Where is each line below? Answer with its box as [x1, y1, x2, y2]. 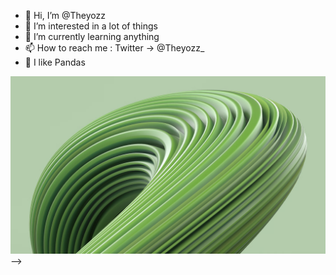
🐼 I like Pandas [24, 56, 86, 68]
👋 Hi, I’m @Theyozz [24, 10, 106, 21]
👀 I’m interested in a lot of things [24, 20, 158, 32]
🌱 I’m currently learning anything [24, 31, 160, 42]
